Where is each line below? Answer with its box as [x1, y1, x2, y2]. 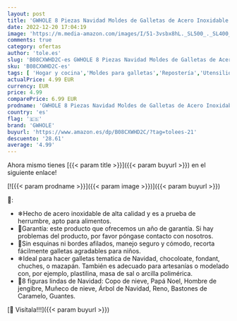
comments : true [7, 37, 52, 44]
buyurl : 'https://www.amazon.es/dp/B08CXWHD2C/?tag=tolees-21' [7, 128, 197, 135]
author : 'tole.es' [7, 50, 61, 57]
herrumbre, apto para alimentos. [17, 217, 111, 226]
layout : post [7, 10, 46, 18]
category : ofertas [7, 43, 61, 50]
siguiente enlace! [7, 169, 57, 177]
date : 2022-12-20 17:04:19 [7, 23, 87, 30]
